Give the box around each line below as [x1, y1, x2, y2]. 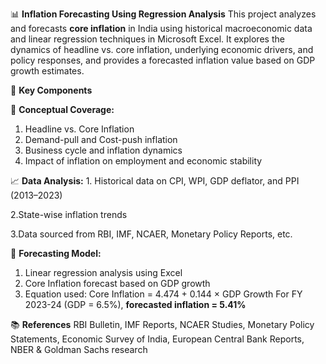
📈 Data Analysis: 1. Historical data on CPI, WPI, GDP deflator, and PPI [10, 175, 300, 187]
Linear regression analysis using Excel [24, 267, 183, 278]
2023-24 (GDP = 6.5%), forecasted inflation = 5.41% [24, 299, 247, 310]
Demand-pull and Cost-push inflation [24, 134, 178, 145]
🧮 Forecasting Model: [10, 248, 102, 259]
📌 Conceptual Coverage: [10, 104, 115, 115]
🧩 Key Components [10, 84, 93, 96]
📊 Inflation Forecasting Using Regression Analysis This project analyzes [10, 8, 317, 20]
